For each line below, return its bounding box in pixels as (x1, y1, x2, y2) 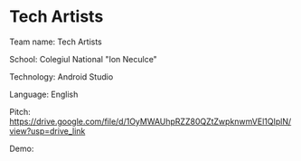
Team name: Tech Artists (9, 36, 102, 47)
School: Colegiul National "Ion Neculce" (9, 53, 158, 64)
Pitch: (9, 106, 32, 117)
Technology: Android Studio (9, 71, 114, 82)
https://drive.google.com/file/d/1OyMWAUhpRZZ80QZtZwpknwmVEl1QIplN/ (9, 116, 292, 127)
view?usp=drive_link (9, 125, 86, 137)
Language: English (9, 89, 79, 99)
